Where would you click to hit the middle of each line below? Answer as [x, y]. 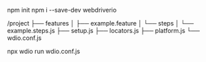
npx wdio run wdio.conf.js [44, 51]
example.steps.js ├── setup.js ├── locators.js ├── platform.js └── [103, 31]
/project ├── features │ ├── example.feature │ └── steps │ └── [101, 23]
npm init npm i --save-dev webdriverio [62, 10]
